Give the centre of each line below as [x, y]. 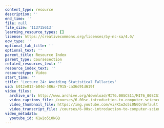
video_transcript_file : [33, 109]
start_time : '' [20, 77]
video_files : [18, 91]
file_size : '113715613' [29, 28]
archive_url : [23, 95]
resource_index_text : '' [30, 69]
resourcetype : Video [26, 73]
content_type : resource [29, 9]
